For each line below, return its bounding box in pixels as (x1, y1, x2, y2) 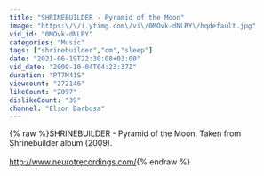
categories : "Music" (9, 37, 86, 47)
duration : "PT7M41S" (9, 71, 86, 80)
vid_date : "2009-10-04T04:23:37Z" (9, 63, 138, 72)
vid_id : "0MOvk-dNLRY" (9, 29, 93, 38)
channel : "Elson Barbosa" (9, 104, 105, 113)
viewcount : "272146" (9, 79, 86, 88)
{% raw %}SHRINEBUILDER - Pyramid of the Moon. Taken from (9, 128, 242, 139)
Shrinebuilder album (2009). (9, 138, 113, 148)
